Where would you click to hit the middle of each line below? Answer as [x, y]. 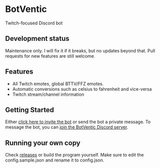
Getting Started [30, 110]
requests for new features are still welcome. [50, 56]
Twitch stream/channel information [48, 94]
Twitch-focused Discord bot [34, 23]
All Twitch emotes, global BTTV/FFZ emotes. [58, 84]
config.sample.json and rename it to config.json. [55, 160]
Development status [37, 39]
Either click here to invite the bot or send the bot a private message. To [78, 122]
